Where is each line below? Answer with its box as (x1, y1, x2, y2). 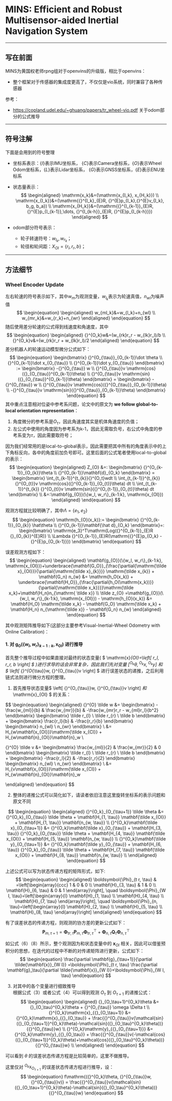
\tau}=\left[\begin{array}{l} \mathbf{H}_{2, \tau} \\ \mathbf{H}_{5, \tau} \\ (9, 903, 163, 909)
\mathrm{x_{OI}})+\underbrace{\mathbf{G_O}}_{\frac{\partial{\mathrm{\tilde (5, 562, 167, 569)
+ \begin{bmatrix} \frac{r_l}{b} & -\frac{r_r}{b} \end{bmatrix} (5, 718, 134, 724)
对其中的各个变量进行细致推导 (12, 983, 76, 989)
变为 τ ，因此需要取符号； (21, 432, 74, 438)
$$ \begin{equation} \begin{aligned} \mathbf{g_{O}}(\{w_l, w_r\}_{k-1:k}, (9, 557, 163, 563)
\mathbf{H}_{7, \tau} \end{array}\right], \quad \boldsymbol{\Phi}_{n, (14, 898, 158, 904)
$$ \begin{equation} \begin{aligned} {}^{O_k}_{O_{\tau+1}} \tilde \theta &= (8, 808, 164, 815)
